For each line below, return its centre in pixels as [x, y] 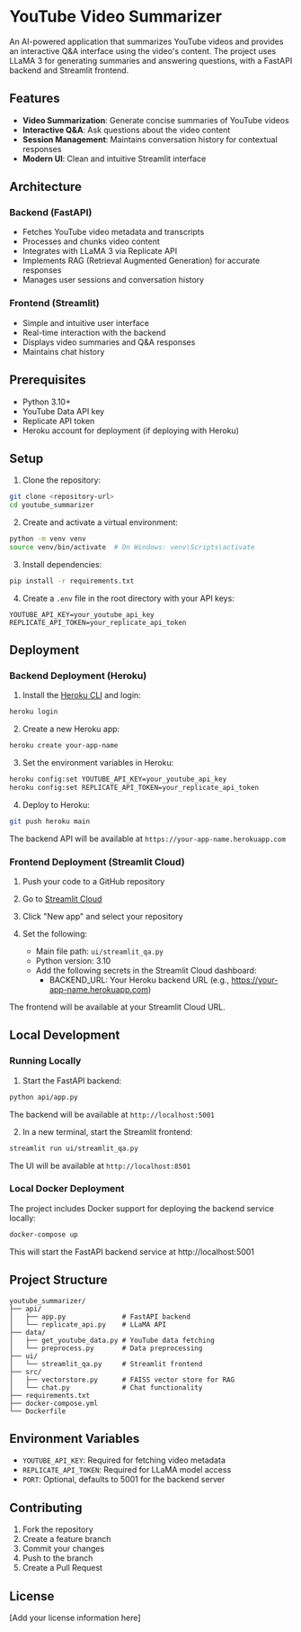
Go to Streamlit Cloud [62, 899]
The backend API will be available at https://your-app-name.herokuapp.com [147, 839]
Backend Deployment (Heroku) [78, 675]
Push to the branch [58, 1558]
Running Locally [45, 1061]
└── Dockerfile [38, 1411]
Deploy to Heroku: [56, 804]
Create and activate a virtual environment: [100, 522]
